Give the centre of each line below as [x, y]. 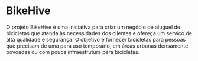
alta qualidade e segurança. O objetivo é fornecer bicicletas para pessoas [96, 39]
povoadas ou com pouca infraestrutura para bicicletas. [73, 52]
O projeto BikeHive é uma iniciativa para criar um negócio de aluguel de [93, 27]
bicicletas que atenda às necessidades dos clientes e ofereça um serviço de [99, 33]
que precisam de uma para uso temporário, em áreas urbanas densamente [97, 46]
